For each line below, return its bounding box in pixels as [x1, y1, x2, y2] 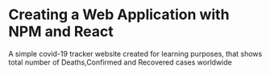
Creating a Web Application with [8, 6, 230, 24]
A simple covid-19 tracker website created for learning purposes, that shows [8, 49, 263, 58]
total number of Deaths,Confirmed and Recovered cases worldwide [8, 57, 232, 67]
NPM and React [8, 22, 114, 41]
